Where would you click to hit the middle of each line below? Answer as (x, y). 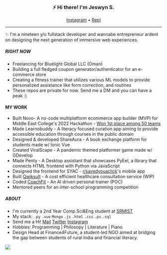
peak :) (20, 96)
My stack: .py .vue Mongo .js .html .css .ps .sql (62, 217)
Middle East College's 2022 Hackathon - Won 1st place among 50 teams (86, 124)
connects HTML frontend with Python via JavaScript (66, 166)
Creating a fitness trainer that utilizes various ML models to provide (81, 80)
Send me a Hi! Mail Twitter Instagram (50, 222)
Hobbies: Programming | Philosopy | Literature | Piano (67, 227)
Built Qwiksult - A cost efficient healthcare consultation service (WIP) (83, 177)
